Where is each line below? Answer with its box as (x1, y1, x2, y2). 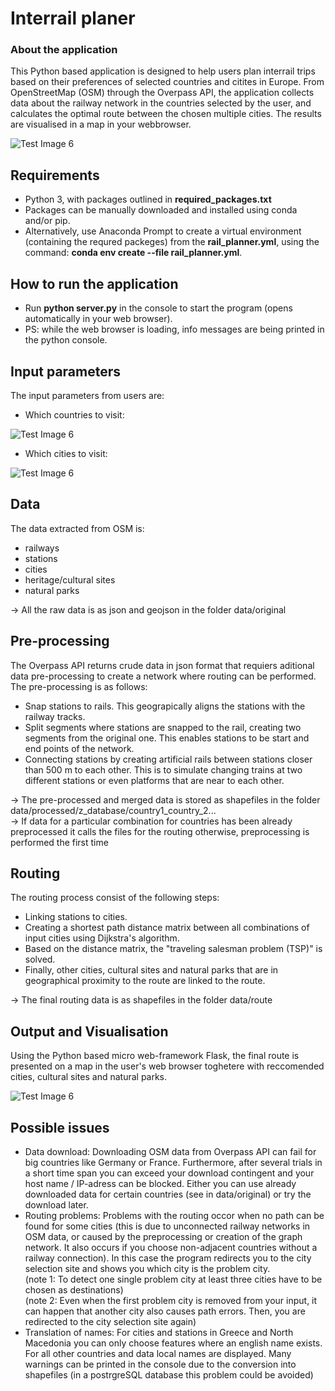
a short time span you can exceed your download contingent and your (24, 1167, 315, 1179)
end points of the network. (24, 742, 135, 754)
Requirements (10, 167, 100, 184)
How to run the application (10, 275, 179, 292)
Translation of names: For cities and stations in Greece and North (24, 1326, 294, 1338)
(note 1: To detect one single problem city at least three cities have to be (24, 1273, 323, 1285)
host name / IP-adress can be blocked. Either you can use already (24, 1177, 297, 1189)
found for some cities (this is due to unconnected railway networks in (24, 1220, 311, 1232)
